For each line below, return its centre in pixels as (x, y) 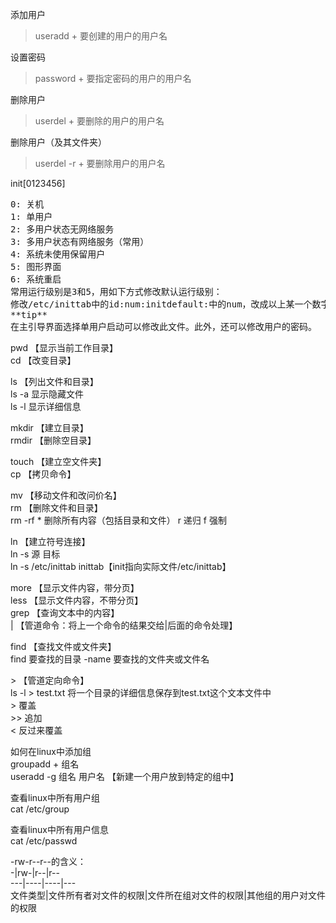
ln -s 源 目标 (35, 554)
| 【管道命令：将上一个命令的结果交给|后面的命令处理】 (124, 625)
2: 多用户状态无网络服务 (62, 229)
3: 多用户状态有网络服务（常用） (80, 241)
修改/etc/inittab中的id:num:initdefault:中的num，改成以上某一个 (161, 304)
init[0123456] (38, 183)
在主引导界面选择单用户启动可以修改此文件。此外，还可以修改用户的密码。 (163, 326)
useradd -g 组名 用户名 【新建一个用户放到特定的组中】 (124, 776)
